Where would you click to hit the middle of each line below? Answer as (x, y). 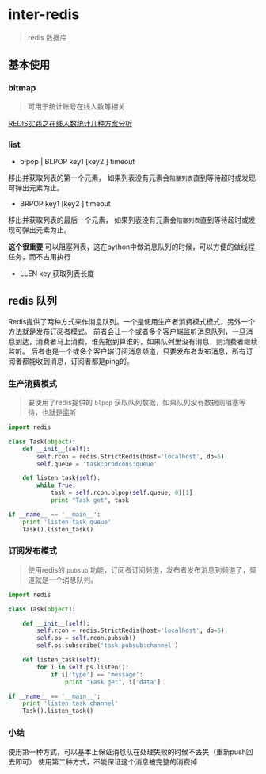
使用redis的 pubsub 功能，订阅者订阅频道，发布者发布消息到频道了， (139, 569)
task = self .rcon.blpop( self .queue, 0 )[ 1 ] (122, 493)
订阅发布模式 (33, 551)
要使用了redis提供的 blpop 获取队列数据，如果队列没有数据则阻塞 (133, 403)
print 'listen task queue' (67, 522)
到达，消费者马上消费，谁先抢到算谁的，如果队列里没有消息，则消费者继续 (136, 341)
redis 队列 (33, 301)
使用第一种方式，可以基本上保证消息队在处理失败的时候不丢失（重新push (127, 752)
